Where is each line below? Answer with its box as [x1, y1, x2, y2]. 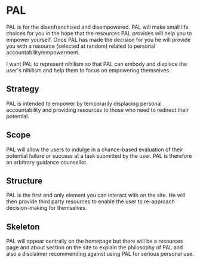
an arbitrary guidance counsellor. [6, 158, 88, 166]
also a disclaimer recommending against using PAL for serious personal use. [6, 250, 194, 258]
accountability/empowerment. [6, 48, 80, 56]
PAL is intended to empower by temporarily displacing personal [6, 100, 162, 107]
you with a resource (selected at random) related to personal [6, 42, 156, 50]
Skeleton [6, 222, 40, 232]
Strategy [6, 84, 39, 94]
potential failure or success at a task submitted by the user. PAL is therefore [6, 152, 192, 159]
